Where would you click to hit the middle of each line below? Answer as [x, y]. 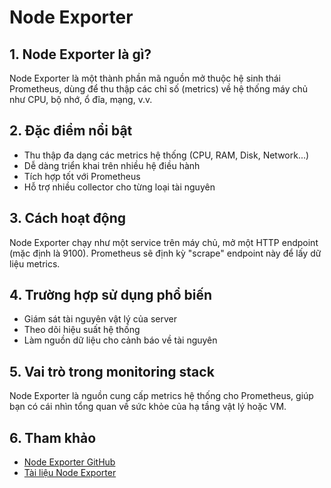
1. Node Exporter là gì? [80, 54]
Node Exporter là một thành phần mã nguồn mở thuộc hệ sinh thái [145, 78]
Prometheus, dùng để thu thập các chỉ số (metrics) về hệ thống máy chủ [159, 89]
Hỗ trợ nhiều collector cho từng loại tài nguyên [119, 187]
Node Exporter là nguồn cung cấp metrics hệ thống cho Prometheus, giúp [161, 396]
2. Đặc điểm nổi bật [71, 131]
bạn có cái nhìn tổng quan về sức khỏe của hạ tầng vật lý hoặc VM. [148, 407]
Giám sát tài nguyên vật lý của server [100, 319]
